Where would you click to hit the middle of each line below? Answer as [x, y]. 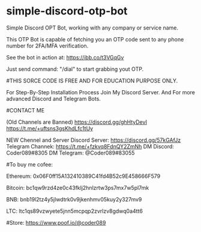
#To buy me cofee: [29, 164]
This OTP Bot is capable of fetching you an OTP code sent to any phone [95, 39]
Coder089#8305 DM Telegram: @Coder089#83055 [70, 153]
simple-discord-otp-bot [67, 11]
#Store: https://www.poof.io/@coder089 [56, 222]
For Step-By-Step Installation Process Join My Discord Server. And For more [101, 92]
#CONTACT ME [25, 110]
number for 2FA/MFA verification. [47, 46]
